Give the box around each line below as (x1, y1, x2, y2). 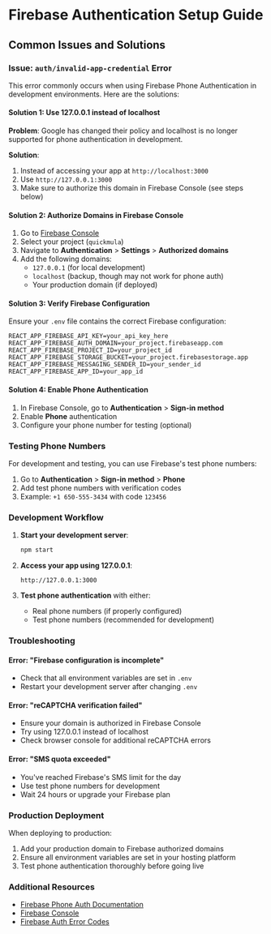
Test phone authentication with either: (19, 590, 152, 601)
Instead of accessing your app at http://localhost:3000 (19, 166, 209, 176)
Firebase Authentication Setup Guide (8, 6, 264, 24)
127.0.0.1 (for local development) (32, 263, 146, 272)
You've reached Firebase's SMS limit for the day (19, 772, 182, 782)
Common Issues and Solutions (8, 38, 166, 52)
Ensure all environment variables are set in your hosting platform (19, 852, 237, 862)
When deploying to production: (8, 828, 112, 838)
